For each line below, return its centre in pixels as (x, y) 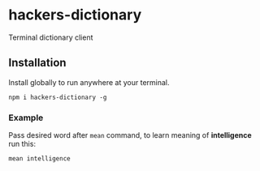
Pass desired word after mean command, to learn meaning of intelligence (130, 135)
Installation (37, 63)
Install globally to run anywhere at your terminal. (89, 82)
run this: (22, 144)
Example (26, 118)
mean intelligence (39, 159)
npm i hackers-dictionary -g (58, 97)
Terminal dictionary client (51, 37)
